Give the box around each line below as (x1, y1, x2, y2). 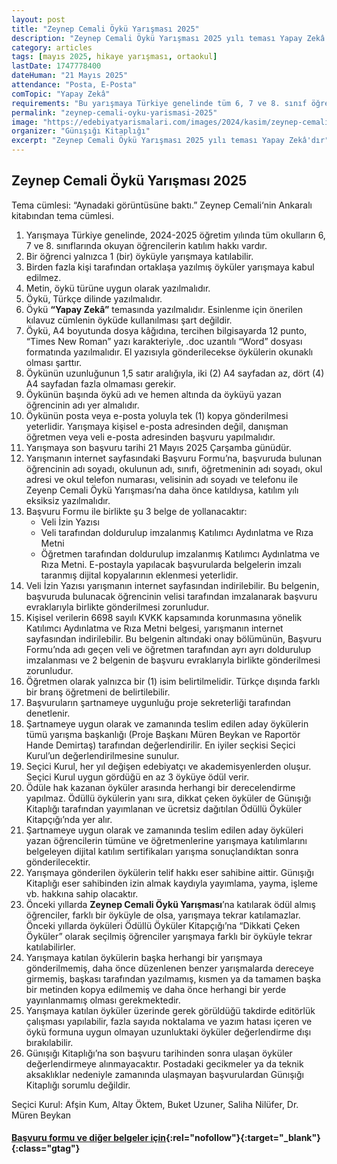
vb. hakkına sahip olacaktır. (25, 887, 139, 900)
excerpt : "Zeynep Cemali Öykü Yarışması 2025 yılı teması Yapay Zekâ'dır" (11, 136, 330, 146)
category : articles (11, 42, 93, 53)
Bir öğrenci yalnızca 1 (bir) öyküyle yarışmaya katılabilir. (25, 250, 254, 262)
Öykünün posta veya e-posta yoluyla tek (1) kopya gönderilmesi (25, 409, 289, 421)
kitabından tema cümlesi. (11, 209, 115, 221)
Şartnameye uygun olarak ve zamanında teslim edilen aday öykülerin (25, 717, 309, 730)
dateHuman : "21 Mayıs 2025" (11, 71, 129, 81)
